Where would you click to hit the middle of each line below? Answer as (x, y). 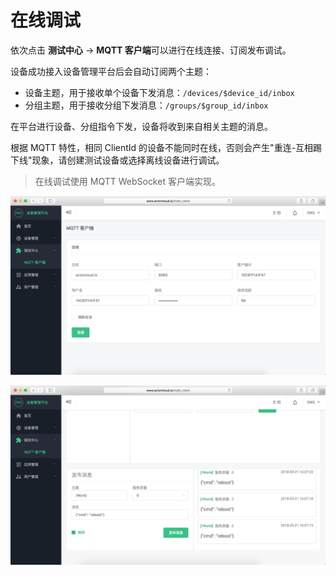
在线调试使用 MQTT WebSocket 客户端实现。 (127, 181)
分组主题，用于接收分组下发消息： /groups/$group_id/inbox (146, 105)
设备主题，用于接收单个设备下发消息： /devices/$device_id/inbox (159, 92)
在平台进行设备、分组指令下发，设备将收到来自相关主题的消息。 (141, 126)
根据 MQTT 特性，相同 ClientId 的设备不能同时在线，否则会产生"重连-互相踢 (166, 147)
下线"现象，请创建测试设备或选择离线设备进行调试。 (117, 160)
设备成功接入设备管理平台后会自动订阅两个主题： (111, 71)
